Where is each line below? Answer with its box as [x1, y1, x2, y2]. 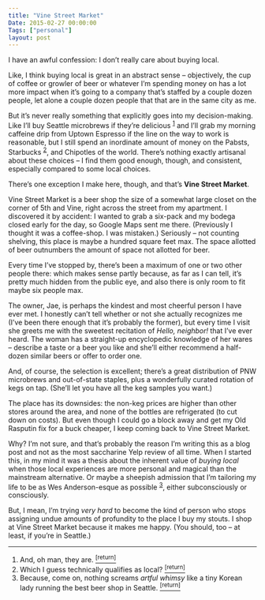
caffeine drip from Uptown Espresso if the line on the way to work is [8, 129, 230, 138]
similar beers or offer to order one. [30, 351, 142, 360]
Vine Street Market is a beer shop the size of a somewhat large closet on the [8, 194, 257, 204]
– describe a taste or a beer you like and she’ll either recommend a [8, 343, 225, 352]
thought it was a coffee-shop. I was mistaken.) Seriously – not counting [8, 228, 240, 238]
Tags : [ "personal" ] [8, 26, 73, 34]
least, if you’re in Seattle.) [8, 531, 91, 541]
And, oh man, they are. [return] [19, 553, 117, 564]
